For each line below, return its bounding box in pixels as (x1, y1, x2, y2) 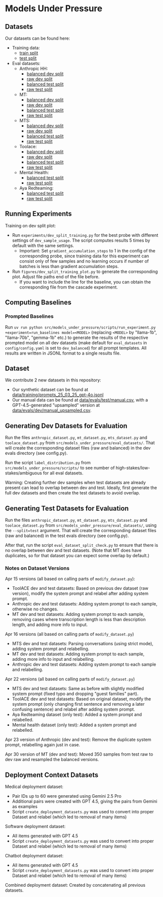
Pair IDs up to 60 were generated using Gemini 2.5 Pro (12, 793, 122, 799)
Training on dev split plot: (5, 223, 56, 228)
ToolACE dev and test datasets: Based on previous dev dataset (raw (12, 585, 148, 591)
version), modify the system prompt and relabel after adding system (12, 590, 148, 597)
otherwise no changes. (12, 606, 58, 612)
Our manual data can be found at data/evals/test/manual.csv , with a (12, 397, 148, 403)
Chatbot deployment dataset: (5, 853, 64, 859)
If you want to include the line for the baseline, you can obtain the (19, 279, 151, 285)
